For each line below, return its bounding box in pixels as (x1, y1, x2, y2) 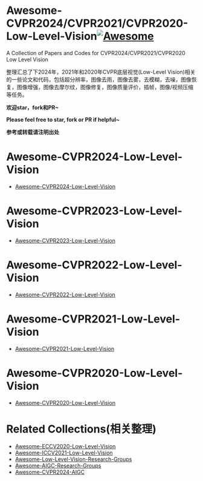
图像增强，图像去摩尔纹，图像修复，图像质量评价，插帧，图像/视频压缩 (16, 83, 194, 91)
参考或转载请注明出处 (6, 128, 59, 136)
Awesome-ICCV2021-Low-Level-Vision (14, 449, 113, 456)
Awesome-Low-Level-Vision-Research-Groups (14, 455, 132, 463)
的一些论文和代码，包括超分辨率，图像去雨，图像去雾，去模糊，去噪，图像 (6, 76, 192, 83)
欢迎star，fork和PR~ (6, 103, 59, 111)
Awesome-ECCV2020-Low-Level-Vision (14, 442, 116, 450)
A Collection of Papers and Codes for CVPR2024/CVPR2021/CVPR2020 (6, 49, 185, 56)
